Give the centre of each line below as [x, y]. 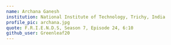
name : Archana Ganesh [33, 11]
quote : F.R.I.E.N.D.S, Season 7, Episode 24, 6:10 [70, 28]
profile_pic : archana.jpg [38, 22]
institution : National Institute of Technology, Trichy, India [86, 17]
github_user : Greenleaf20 [38, 33]
